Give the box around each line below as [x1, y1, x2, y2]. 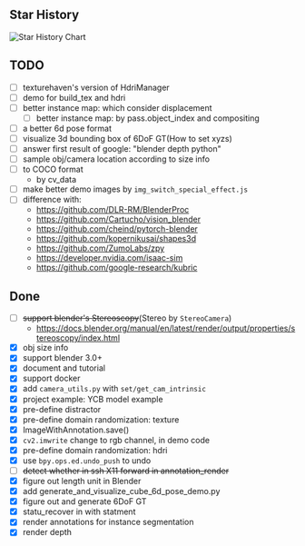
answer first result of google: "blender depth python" [22, 144, 221, 154]
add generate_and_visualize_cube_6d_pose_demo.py [22, 486, 221, 497]
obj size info [22, 342, 69, 353]
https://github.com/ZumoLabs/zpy [35, 243, 165, 253]
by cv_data [35, 174, 77, 185]
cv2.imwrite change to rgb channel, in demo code [22, 434, 211, 445]
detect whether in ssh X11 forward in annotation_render [22, 465, 230, 476]
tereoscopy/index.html [35, 333, 121, 343]
